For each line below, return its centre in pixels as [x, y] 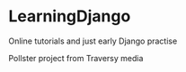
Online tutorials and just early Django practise [93, 41]
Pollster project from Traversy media [76, 58]
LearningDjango [70, 16]
